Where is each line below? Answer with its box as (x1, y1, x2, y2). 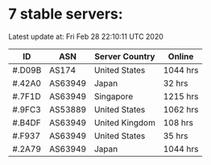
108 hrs (163, 116, 194, 128)
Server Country (93, 50, 155, 61)
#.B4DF (12, 116, 42, 128)
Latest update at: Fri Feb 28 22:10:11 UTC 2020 (8, 32, 163, 41)
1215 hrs (163, 91, 199, 102)
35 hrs (163, 130, 188, 142)
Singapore (93, 91, 134, 102)
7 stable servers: (8, 5, 123, 23)
